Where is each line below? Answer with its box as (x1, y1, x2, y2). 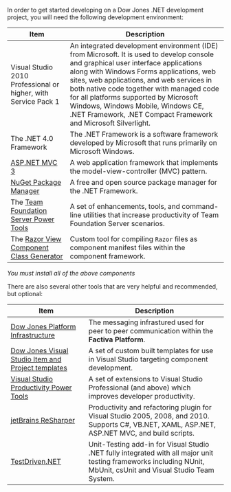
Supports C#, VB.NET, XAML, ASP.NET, (88, 420, 217, 429)
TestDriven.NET (10, 457, 62, 466)
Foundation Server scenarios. (69, 219, 165, 228)
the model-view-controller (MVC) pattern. (69, 166, 208, 176)
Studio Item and (10, 355, 62, 364)
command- (181, 202, 219, 211)
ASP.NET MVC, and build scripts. (88, 429, 195, 438)
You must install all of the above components (7, 269, 135, 277)
